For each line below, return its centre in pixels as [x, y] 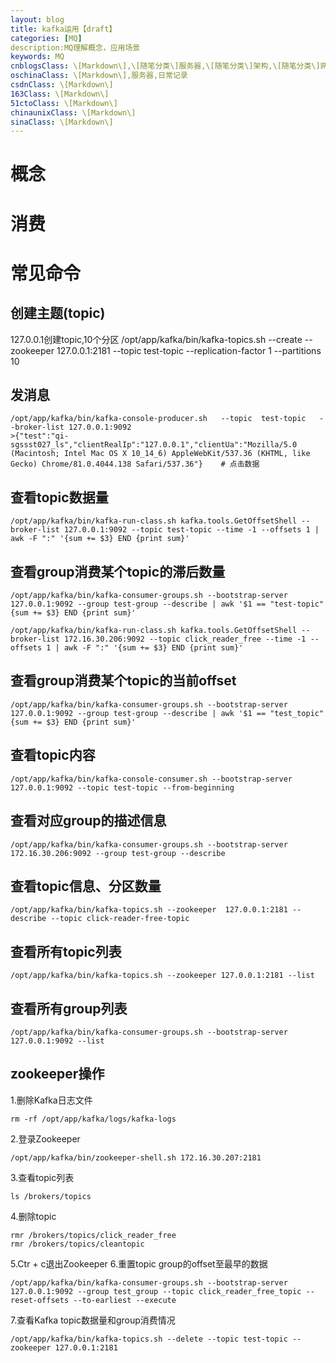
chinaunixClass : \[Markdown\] [73, 112]
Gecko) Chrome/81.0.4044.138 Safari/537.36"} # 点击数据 [135, 464]
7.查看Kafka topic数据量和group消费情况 [93, 1320]
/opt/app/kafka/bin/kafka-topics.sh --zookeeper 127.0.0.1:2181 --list [162, 976]
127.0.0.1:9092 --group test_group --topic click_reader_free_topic [156, 1291]
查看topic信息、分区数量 [86, 886]
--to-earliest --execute [125, 1300]
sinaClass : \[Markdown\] [62, 122]
